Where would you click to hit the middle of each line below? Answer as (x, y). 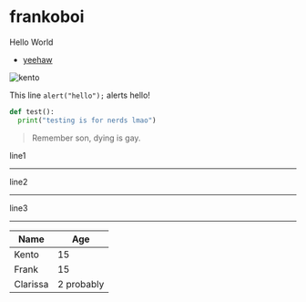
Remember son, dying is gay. (86, 138)
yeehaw (37, 59)
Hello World (31, 42)
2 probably (81, 284)
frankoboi (47, 17)
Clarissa (31, 284)
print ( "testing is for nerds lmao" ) (87, 120)
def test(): (32, 111)
